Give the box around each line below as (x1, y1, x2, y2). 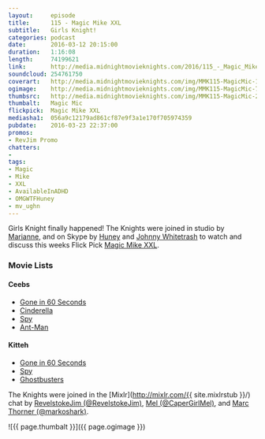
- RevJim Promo (8, 136, 58, 144)
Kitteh (8, 340, 29, 350)
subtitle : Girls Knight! (8, 26, 97, 34)
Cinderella (19, 305, 54, 315)
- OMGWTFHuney (8, 195, 55, 203)
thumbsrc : (8, 92, 41, 100)
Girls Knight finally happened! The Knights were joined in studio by (8, 224, 225, 233)
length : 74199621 (8, 56, 80, 64)
